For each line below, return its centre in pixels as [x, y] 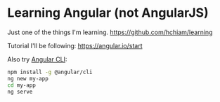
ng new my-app [28, 78]
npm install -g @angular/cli [50, 72]
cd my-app [22, 85]
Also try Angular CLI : [37, 59]
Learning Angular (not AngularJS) [108, 13]
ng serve [20, 92]
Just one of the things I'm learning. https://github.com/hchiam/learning [110, 32]
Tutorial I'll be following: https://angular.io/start [75, 45]
